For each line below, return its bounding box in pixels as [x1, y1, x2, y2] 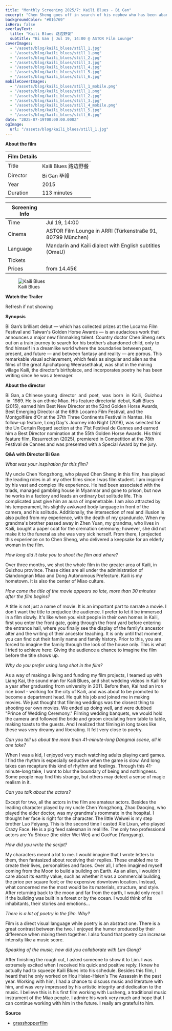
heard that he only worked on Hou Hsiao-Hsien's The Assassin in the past [5, 973, 161, 979]
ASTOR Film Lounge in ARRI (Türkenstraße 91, [46, 227, 158, 234]
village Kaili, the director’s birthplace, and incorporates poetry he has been [5, 367, 163, 373]
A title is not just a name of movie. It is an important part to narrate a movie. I [5, 603, 167, 609]
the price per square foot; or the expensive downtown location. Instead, [5, 878, 157, 884]
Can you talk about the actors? [5, 789, 71, 795]
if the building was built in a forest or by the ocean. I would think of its [5, 895, 153, 901]
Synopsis [5, 313, 26, 319]
